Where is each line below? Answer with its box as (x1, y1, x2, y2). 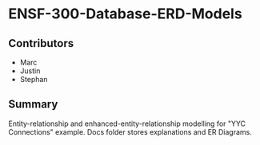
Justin (19, 66, 41, 76)
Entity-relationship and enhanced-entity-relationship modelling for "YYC (8, 119, 246, 128)
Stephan (19, 75, 48, 84)
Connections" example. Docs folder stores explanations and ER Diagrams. (8, 127, 252, 136)
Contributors (8, 37, 74, 50)
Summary (8, 97, 58, 112)
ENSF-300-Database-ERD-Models (8, 5, 242, 23)
